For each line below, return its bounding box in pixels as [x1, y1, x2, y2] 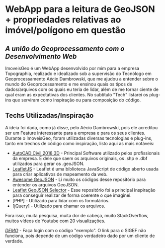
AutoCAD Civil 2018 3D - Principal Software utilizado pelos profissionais [12, 150, 160, 156]
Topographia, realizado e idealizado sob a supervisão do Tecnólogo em [5, 71, 152, 77]
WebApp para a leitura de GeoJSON [5, 3, 155, 15]
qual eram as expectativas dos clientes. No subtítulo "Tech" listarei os [5, 92, 148, 97]
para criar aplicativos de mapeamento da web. [12, 171, 108, 177]
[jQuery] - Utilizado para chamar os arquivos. [12, 203, 105, 209]
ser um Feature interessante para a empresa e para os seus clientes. [5, 130, 146, 136]
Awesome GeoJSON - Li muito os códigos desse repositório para [12, 176, 146, 182]
